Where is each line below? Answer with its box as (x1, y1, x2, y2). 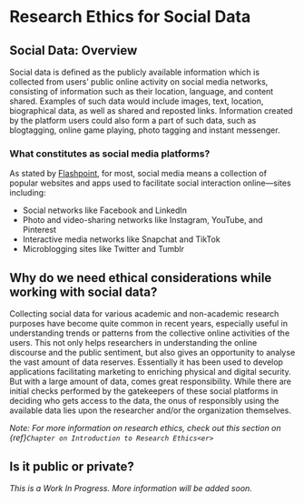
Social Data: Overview (9, 43, 138, 58)
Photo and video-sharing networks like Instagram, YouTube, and (22, 215, 263, 226)
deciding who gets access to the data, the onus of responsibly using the (9, 396, 279, 407)
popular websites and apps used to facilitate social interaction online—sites (9, 177, 292, 188)
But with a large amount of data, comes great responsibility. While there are (9, 376, 292, 387)
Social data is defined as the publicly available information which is (9, 66, 260, 77)
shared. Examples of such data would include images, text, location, (9, 96, 264, 106)
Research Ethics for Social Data (9, 6, 251, 27)
